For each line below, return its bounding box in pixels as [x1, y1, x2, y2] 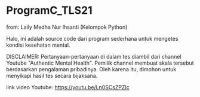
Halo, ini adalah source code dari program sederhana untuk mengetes [6, 35, 179, 42]
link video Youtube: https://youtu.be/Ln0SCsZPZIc [6, 83, 130, 90]
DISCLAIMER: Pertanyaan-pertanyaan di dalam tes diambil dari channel [6, 53, 181, 60]
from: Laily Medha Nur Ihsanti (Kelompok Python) [6, 23, 128, 31]
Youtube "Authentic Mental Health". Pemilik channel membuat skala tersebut [6, 59, 194, 66]
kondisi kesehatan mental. [6, 41, 70, 48]
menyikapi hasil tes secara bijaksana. [6, 72, 98, 79]
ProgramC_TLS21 [6, 4, 93, 17]
